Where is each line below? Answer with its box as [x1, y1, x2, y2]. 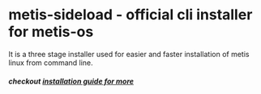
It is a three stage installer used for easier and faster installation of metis [8, 49, 250, 59]
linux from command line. [8, 58, 93, 67]
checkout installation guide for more [8, 76, 134, 86]
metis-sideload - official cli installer [8, 6, 253, 24]
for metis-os [8, 22, 94, 41]
